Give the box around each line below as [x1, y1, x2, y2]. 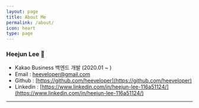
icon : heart [6, 25, 36, 31]
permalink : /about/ [6, 19, 54, 25]
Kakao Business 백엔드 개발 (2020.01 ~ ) [14, 64, 112, 71]
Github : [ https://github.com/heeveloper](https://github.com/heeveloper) [14, 77, 192, 84]
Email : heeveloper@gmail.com [14, 71, 91, 78]
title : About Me [6, 14, 46, 20]
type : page [6, 31, 33, 37]
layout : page [6, 8, 38, 15]
